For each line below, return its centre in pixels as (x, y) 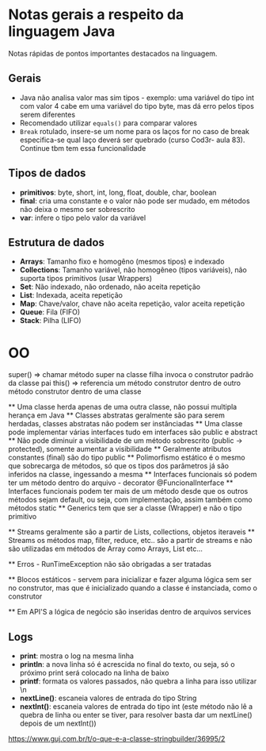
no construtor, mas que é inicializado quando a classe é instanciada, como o (133, 588)
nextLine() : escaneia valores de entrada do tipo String (108, 698)
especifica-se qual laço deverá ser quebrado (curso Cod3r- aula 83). (132, 140)
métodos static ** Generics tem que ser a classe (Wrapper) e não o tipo (125, 508)
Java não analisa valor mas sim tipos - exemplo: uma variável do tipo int (137, 98)
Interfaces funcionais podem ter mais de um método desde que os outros (128, 491)
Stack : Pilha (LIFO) (50, 321)
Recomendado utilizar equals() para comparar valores (108, 123)
